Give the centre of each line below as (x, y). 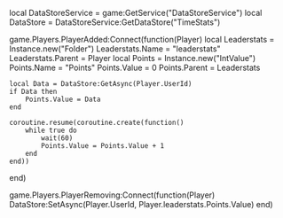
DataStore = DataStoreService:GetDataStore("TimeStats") (115, 22)
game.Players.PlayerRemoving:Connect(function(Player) (112, 195)
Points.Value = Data (63, 99)
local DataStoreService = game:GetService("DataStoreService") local (136, 13)
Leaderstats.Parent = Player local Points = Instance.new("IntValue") (132, 58)
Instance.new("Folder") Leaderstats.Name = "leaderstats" (115, 49)
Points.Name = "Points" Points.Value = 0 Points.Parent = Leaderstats (135, 67)
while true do (51, 130)
